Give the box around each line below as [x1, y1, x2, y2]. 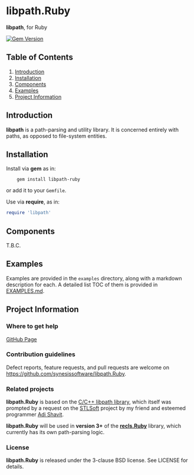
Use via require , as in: [6, 198, 60, 205]
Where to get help [6, 322, 59, 331]
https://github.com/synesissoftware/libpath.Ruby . [6, 370, 127, 377]
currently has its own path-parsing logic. [6, 429, 105, 436]
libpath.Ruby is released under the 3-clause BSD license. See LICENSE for [6, 457, 188, 464]
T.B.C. [6, 242, 21, 249]
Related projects [6, 384, 54, 393]
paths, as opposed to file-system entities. [6, 132, 107, 140]
